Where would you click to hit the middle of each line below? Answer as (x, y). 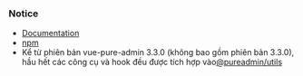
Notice (24, 14)
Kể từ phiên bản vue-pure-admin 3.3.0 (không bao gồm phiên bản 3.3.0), (158, 52)
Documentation (50, 33)
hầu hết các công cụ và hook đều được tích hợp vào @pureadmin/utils (152, 62)
